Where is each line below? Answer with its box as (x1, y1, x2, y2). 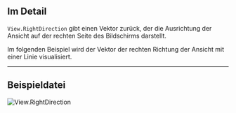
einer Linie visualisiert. (7, 52, 72, 61)
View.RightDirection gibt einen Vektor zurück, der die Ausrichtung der (7, 24, 212, 32)
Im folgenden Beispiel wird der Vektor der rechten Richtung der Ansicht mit (7, 45, 225, 53)
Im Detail (7, 6, 47, 17)
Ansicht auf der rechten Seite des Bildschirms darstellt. (7, 31, 167, 40)
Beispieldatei (7, 80, 66, 91)
